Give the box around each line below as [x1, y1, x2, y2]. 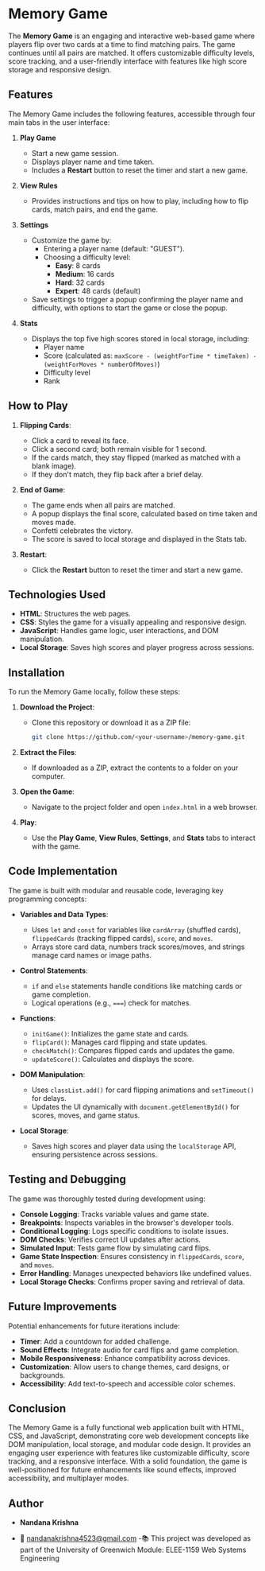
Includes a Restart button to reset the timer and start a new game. [31, 165, 248, 175]
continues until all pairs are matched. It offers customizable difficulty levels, [8, 48, 255, 57]
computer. [31, 772, 66, 781]
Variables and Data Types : [19, 909, 109, 919]
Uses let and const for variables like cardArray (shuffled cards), [31, 924, 241, 935]
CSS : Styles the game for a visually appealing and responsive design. [19, 617, 248, 627]
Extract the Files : [19, 748, 77, 757]
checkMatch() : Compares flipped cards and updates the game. [31, 1045, 235, 1055]
